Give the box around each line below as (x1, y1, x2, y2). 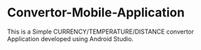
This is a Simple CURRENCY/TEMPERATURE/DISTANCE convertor (7, 27, 194, 36)
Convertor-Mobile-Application (7, 5, 185, 21)
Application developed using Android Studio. (7, 34, 134, 42)
